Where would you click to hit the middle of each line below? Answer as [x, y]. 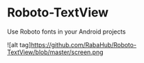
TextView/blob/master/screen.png [56, 52]
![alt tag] [19, 45]
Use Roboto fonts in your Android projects [67, 32]
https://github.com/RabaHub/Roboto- [84, 45]
